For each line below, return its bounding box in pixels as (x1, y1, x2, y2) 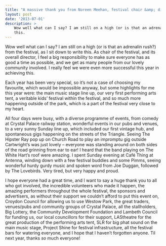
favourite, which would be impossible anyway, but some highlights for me (5, 85, 155, 90)
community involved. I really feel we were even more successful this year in (5, 65, 159, 71)
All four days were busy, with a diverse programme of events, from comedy (5, 116, 159, 121)
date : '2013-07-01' (5, 16, 45, 21)
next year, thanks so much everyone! (5, 235, 81, 241)
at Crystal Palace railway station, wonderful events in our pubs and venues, (5, 121, 159, 126)
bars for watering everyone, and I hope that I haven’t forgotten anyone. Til (5, 230, 156, 236)
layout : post (5, 12, 32, 17)
